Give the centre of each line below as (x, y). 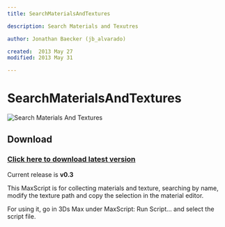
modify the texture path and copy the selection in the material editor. (106, 195)
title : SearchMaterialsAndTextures (59, 14)
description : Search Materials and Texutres (73, 26)
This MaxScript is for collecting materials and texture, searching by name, (113, 188)
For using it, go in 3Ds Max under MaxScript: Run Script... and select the (111, 209)
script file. (22, 216)
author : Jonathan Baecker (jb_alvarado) (67, 39)
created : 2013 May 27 (40, 52)
